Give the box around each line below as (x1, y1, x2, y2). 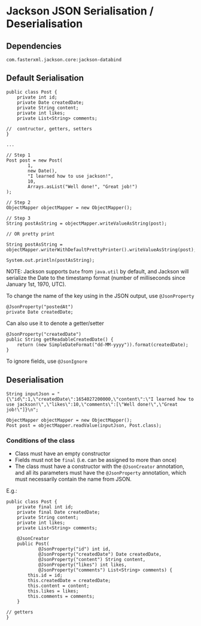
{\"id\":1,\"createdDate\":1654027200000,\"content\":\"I (6, 396, 154, 402)
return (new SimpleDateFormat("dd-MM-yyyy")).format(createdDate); (17, 341, 188, 348)
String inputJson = (6, 390, 55, 397)
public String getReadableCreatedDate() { (6, 336, 114, 342)
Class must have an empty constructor (14, 449, 111, 457)
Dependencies (6, 41, 62, 51)
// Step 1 (6, 152, 31, 158)
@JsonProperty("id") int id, (38, 545, 111, 552)
